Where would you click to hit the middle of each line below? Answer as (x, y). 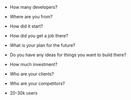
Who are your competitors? (37, 83)
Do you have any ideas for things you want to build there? (68, 55)
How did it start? (26, 26)
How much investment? (34, 64)
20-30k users (24, 93)
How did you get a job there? (39, 36)
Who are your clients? (32, 74)
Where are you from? (31, 17)
